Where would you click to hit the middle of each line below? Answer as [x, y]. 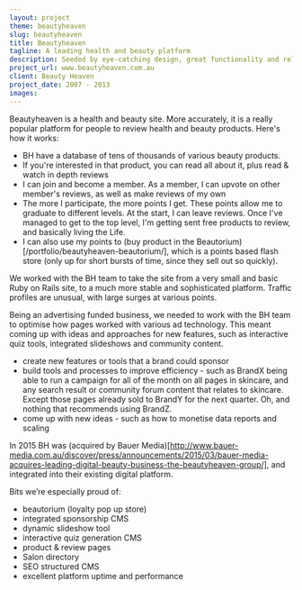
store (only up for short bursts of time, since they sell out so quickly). [150, 260]
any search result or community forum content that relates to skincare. [153, 389]
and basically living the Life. [74, 231]
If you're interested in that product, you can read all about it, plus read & [155, 165]
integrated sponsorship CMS [75, 518]
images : [24, 93]
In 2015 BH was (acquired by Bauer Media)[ [90, 445]
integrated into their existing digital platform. [91, 474]
